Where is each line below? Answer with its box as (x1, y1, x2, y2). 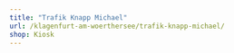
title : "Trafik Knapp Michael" (9, 13, 128, 22)
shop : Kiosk (9, 30, 54, 39)
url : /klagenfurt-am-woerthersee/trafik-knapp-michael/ (9, 22, 225, 31)
